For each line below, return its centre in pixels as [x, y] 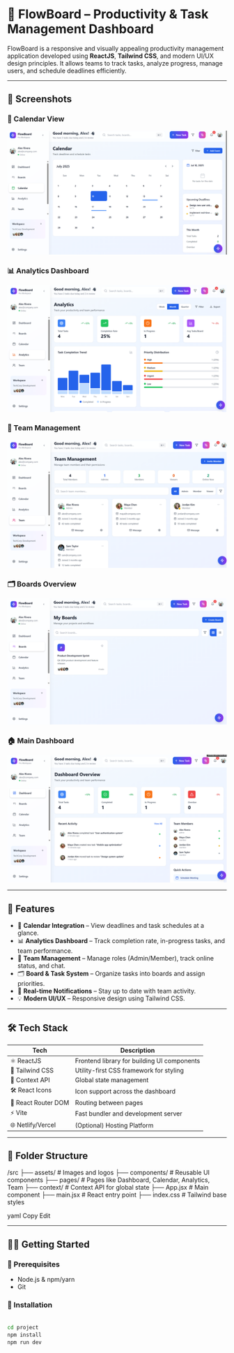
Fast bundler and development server [128, 1114]
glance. [28, 933]
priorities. [31, 984]
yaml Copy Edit [29, 1216]
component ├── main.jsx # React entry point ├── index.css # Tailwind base [117, 1195]
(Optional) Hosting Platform [114, 1125]
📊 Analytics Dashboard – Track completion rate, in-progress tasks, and [121, 941]
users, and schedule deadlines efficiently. [67, 71]
